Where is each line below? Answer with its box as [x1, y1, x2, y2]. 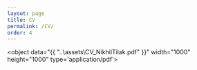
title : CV [7, 16, 36, 23]
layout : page [7, 10, 45, 17]
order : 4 [7, 29, 32, 36]
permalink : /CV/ [7, 23, 54, 30]
